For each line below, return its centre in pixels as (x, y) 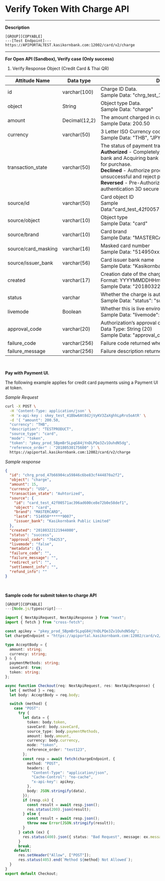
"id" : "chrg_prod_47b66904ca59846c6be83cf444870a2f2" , (67, 475)
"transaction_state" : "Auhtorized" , (47, 494)
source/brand (23, 234)
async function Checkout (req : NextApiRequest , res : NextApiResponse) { (80, 686)
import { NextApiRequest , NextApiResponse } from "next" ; (66, 618)
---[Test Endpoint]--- (28, 40)
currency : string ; (28, 654)
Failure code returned (125, 343)
